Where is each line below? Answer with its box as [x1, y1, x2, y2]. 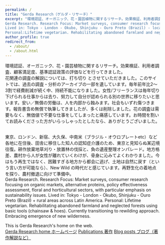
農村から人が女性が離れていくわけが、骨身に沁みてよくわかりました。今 [13, 152, 160, 158]
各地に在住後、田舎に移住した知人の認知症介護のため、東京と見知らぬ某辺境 [5, 140, 160, 146]
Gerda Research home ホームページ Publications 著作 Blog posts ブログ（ [5, 228, 154, 234]
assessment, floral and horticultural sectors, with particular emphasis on [5, 187, 151, 193]
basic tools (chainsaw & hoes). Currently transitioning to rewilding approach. [5, 208, 160, 213]
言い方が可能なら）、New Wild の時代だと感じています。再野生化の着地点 [9, 165, 157, 171]
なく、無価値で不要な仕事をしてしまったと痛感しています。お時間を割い [13, 112, 160, 118]
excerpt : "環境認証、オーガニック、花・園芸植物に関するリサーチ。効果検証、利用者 [5, 16, 155, 21]
